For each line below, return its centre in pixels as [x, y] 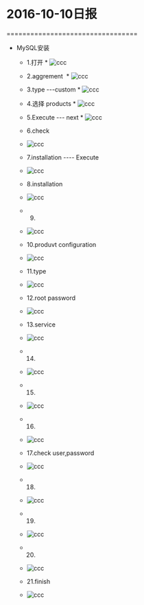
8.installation [45, 184]
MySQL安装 [33, 47]
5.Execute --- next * [55, 117]
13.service [41, 324]
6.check [38, 131]
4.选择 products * [51, 103]
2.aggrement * [48, 76]
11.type [36, 271]
